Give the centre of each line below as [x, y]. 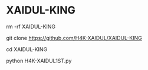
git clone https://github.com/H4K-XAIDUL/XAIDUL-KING [74, 38]
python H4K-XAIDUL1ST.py [39, 61]
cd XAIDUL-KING [27, 49]
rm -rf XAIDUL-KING [31, 26]
